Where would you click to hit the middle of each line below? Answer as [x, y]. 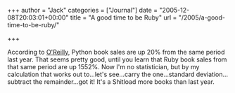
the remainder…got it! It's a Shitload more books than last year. [123, 82]
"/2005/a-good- [202, 17]
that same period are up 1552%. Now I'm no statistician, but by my [103, 67]
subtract [19, 82]
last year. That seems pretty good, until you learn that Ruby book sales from [117, 59]
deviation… [212, 74]
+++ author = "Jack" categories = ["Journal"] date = [83, 10]
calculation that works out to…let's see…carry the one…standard [101, 74]
